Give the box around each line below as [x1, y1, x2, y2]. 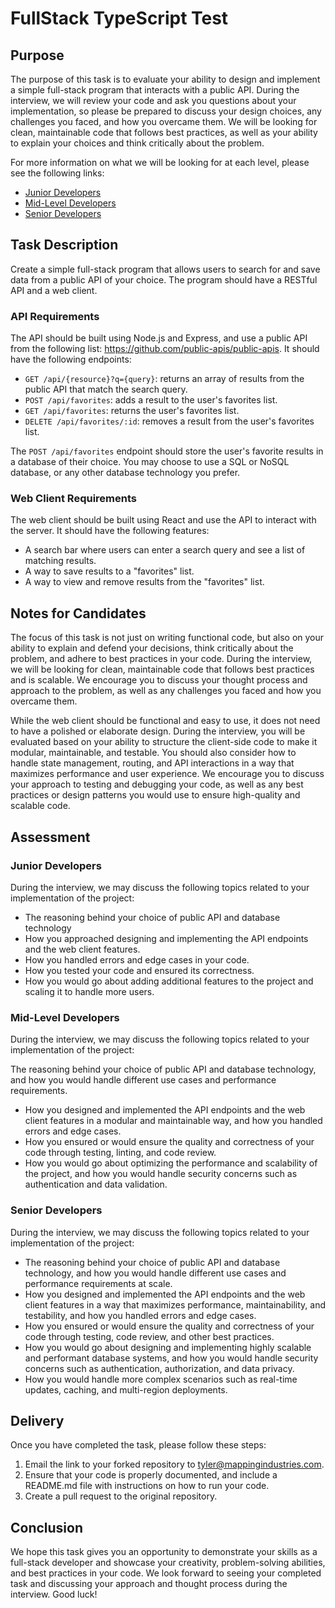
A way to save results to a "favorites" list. [24, 565, 195, 577]
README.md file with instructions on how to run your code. [24, 1480, 270, 1492]
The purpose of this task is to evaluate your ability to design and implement [10, 73, 321, 85]
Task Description [10, 237, 119, 254]
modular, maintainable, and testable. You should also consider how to [10, 747, 297, 759]
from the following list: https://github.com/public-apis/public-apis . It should [10, 343, 320, 355]
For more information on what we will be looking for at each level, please [10, 157, 310, 168]
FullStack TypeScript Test [10, 7, 229, 30]
